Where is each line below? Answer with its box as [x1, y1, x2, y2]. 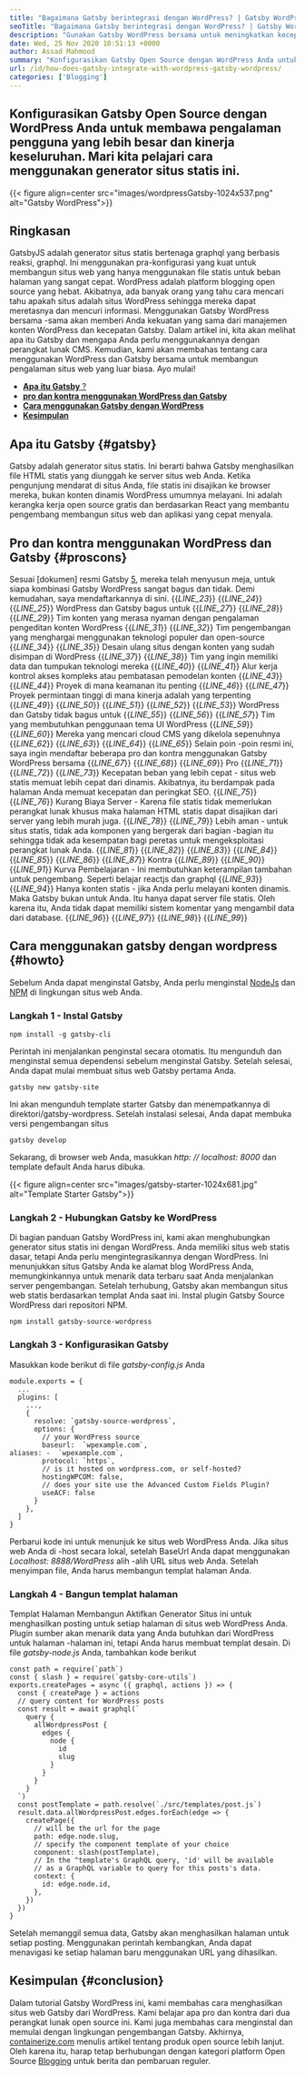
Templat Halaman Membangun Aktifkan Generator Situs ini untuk [9, 1608, 252, 1619]
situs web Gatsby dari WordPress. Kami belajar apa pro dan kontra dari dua [9, 2007, 290, 2018]
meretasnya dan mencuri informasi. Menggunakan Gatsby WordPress [9, 306, 270, 317]
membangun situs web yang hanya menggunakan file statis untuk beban [9, 267, 281, 278]
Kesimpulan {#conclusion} [9, 1973, 164, 1989]
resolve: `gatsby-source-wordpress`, [33, 1416, 177, 1425]
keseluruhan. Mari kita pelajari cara [9, 149, 213, 165]
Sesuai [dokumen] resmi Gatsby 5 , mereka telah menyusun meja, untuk [9, 574, 276, 584]
